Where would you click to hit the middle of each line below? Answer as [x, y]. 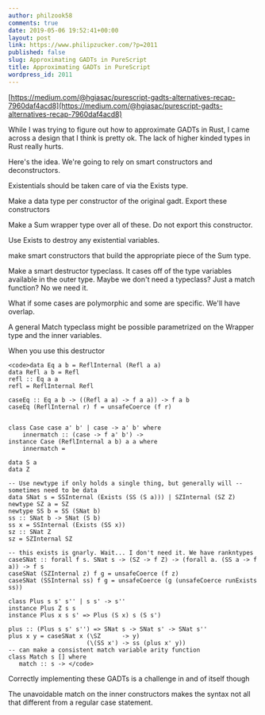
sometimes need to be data [53, 490]
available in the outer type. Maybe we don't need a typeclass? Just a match [132, 279]
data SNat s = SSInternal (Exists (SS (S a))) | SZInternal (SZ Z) [122, 497]
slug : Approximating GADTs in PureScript [78, 60]
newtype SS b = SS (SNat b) [55, 511]
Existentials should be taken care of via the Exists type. [98, 185]
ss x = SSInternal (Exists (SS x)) [67, 525]
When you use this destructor [57, 351]
